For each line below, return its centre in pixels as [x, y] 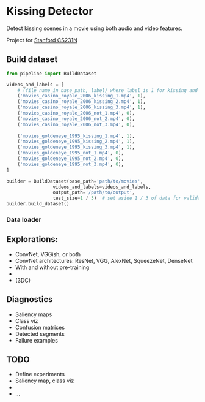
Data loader [24, 219]
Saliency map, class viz [45, 381]
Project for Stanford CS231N [42, 40]
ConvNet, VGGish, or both [48, 254]
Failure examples [36, 340]
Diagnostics [30, 299]
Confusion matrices [40, 327]
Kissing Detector [50, 11]
